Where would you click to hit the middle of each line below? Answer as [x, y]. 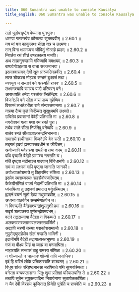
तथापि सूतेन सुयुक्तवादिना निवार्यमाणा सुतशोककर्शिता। [47, 278]
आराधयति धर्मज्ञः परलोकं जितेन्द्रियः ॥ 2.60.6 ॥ [43, 94]
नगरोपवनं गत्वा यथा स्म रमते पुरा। [32, 122]
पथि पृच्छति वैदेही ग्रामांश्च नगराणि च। [34, 155]
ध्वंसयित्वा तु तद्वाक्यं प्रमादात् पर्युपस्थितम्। [37, 189]
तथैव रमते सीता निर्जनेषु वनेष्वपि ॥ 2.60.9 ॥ [40, 127]
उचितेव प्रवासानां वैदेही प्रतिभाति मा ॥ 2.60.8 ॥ [42, 117]
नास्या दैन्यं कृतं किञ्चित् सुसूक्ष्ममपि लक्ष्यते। [38, 111]
